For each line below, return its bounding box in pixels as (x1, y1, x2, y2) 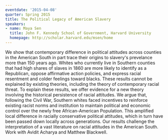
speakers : (5, 21, 26, 27)
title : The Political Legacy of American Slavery (5, 17, 111, 22)
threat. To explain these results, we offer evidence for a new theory (5, 86, 144, 92)
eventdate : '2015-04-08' (5, 7, 57, 13)
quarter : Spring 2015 (5, 12, 51, 17)
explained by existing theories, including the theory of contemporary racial (5, 81, 159, 87)
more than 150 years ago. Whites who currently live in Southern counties (5, 60, 155, 66)
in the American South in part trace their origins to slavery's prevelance (5, 54, 153, 60)
